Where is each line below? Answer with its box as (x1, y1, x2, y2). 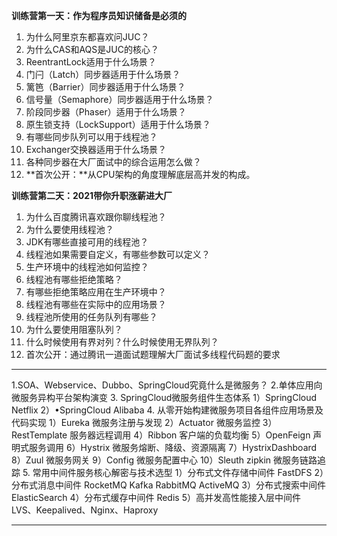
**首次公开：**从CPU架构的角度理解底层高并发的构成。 (25, 169, 256, 180)
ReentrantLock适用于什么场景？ (25, 56, 157, 68)
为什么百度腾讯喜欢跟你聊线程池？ (25, 211, 167, 223)
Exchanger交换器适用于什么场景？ (25, 144, 167, 155)
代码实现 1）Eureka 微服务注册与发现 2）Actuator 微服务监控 (11, 417, 261, 428)
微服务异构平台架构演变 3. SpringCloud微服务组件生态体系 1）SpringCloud (11, 392, 318, 403)
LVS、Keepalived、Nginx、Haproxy (11, 504, 159, 516)
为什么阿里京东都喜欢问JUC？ (25, 31, 150, 43)
